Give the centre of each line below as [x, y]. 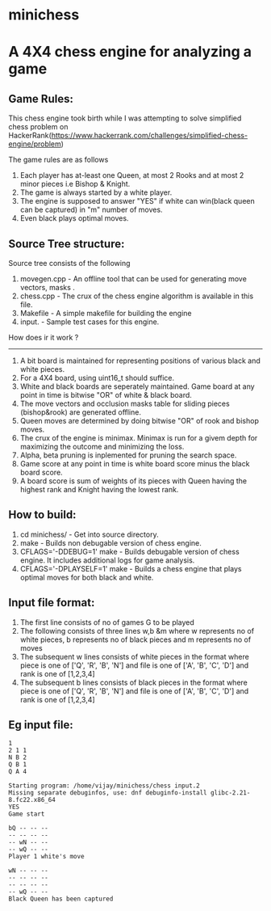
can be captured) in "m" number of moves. [91, 210]
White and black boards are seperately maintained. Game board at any [138, 386]
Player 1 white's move [46, 857]
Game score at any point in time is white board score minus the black [135, 464]
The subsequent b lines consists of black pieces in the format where [133, 682]
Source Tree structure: [67, 244]
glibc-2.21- [230, 793]
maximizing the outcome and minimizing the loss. [102, 447]
